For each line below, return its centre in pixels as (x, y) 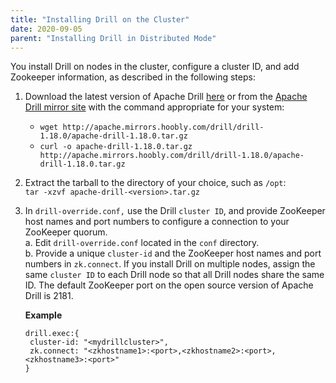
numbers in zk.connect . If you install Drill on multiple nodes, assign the (170, 264)
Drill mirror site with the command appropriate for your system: (154, 107)
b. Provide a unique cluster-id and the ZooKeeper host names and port (173, 253)
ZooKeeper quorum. (66, 232)
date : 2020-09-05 (46, 29)
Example (43, 315)
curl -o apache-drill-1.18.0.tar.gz (116, 147)
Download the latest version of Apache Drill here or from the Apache (166, 97)
